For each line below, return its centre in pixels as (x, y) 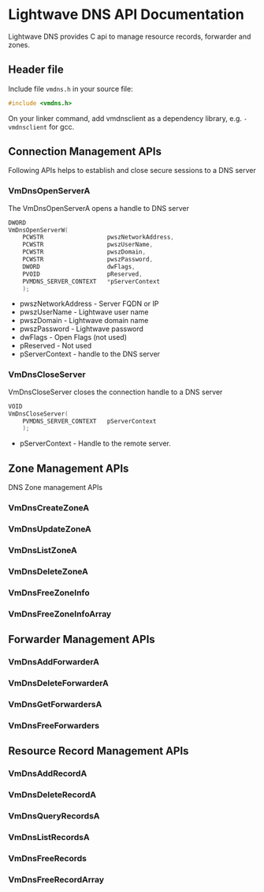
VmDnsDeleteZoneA (48, 571)
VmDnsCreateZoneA (49, 508)
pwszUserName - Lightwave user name (84, 312)
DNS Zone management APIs (56, 487)
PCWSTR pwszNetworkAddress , (99, 237)
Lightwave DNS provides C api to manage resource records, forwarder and (130, 36)
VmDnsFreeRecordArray (56, 879)
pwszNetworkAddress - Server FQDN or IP (89, 304)
